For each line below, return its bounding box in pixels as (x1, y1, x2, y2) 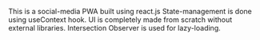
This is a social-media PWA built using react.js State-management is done (8, 7, 252, 16)
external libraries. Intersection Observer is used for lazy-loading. (8, 24, 222, 32)
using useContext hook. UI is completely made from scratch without (8, 15, 233, 24)
